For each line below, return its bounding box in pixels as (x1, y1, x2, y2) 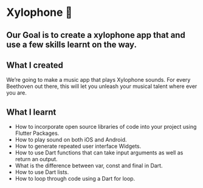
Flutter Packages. (15, 129, 60, 137)
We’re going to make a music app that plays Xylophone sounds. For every (6, 76, 191, 84)
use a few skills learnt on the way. (6, 39, 137, 49)
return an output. (15, 156, 58, 163)
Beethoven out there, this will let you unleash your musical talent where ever (6, 82, 198, 90)
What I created (6, 60, 64, 70)
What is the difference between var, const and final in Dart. (15, 162, 163, 170)
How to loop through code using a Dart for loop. (15, 175, 136, 183)
